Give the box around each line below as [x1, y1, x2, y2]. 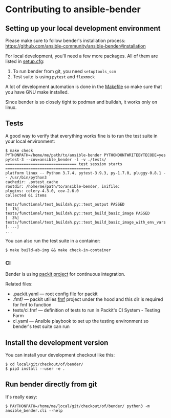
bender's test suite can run [12, 323, 70, 329]
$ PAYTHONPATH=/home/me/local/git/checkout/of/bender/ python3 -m [5, 403, 150, 409]
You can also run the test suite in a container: [5, 237, 101, 244]
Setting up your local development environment [5, 24, 161, 33]
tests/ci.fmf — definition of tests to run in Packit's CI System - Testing [12, 307, 160, 313]
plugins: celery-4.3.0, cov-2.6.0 [5, 188, 79, 193]
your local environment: [5, 138, 55, 144]
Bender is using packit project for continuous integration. [5, 271, 125, 277]
